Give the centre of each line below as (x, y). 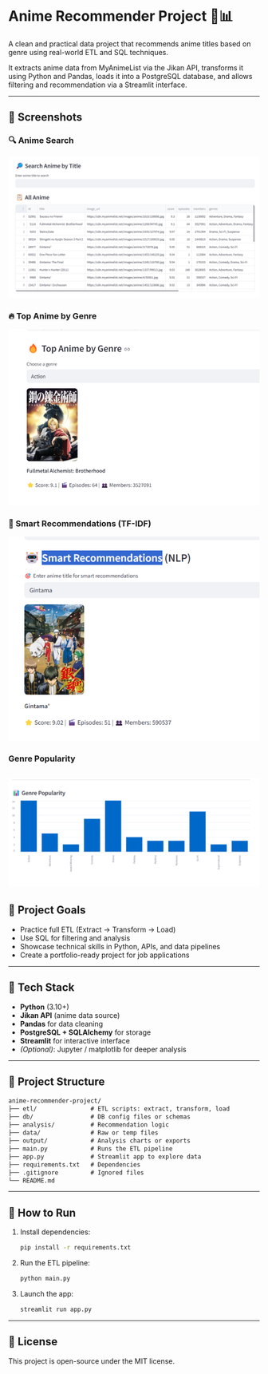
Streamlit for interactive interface (75, 1040)
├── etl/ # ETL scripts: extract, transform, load (119, 1109)
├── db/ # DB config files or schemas (100, 1117)
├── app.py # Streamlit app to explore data (105, 1157)
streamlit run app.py (55, 1310)
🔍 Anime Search (41, 141)
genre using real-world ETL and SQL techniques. (89, 52)
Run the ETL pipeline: (55, 1263)
